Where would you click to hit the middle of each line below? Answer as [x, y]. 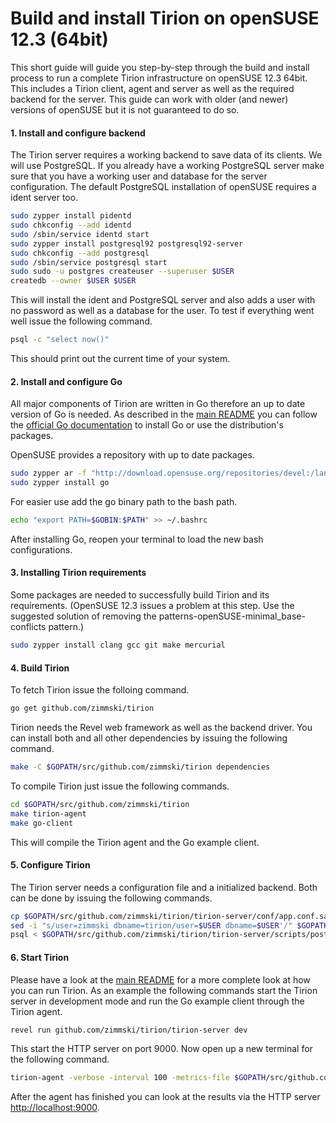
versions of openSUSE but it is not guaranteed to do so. [125, 109]
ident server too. [44, 198]
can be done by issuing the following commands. [111, 898]
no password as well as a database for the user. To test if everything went [162, 311]
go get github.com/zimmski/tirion [82, 708]
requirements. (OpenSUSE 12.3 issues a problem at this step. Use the [152, 606]
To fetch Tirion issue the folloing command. [100, 690]
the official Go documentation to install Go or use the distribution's [147, 425]
